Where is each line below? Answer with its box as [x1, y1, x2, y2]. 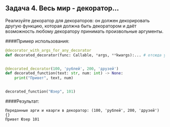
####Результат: [5, 98, 39, 104]
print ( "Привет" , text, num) [14, 75, 73, 80]
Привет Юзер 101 [5, 117, 39, 122]
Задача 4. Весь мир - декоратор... [5, 4, 119, 13]
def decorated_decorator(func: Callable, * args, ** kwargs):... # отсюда [5, 53, 162, 58]
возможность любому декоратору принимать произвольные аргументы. [5, 28, 163, 34]
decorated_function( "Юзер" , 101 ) [5, 89, 76, 94]
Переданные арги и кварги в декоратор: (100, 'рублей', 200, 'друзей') [5, 108, 159, 113]
